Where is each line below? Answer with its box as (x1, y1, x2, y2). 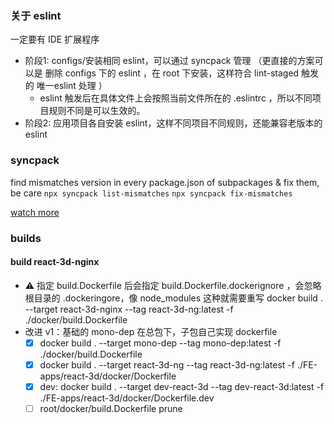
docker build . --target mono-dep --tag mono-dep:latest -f (39, 337, 282, 349)
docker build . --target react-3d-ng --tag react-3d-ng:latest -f (39, 358, 295, 371)
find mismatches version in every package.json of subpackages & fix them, (10, 176, 320, 188)
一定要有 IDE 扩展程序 (10, 33, 100, 46)
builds (10, 231, 42, 245)
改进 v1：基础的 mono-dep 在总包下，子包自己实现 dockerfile (24, 325, 278, 337)
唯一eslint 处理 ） (36, 80, 108, 92)
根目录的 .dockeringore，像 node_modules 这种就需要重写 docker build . (24, 292, 323, 304)
